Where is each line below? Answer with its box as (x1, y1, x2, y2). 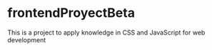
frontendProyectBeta (7, 5, 136, 21)
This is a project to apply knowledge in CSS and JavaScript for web (7, 28, 206, 37)
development (7, 35, 46, 44)
